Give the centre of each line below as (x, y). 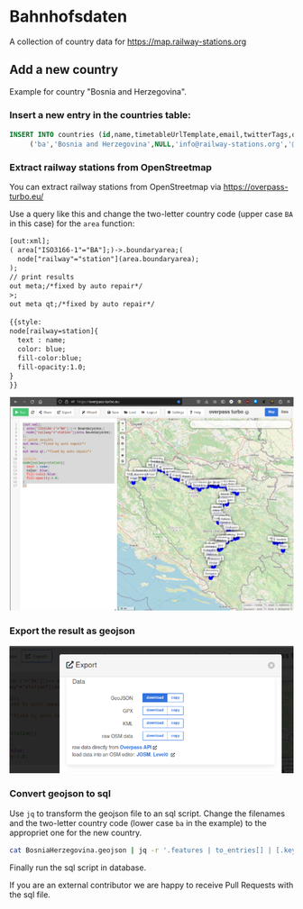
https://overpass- (256, 187)
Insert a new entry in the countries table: (100, 114)
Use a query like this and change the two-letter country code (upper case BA (151, 214)
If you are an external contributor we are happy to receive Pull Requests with (151, 885)
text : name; (42, 341)
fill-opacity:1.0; (52, 368)
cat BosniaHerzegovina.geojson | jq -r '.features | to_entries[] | (141, 850)
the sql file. (30, 895)
